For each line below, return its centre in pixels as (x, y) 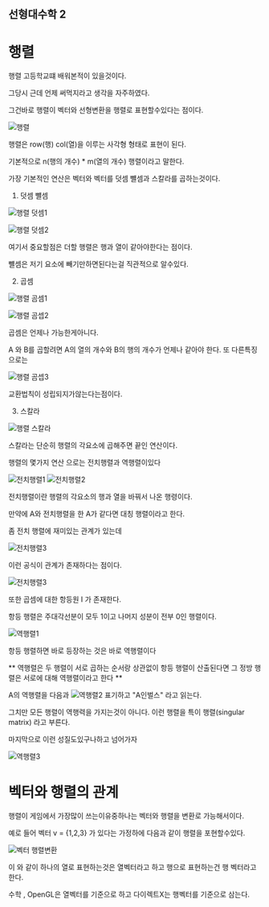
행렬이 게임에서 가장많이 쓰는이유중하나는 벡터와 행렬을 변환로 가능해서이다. (126, 816)
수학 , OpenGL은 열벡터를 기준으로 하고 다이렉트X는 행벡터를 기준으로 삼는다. (129, 895)
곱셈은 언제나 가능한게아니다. (53, 333)
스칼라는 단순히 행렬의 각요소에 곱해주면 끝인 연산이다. (93, 445)
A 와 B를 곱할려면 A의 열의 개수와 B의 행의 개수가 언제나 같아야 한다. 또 (119, 350)
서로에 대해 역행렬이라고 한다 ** (73, 678)
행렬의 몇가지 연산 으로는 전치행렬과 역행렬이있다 (85, 462)
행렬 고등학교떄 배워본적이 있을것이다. (67, 76)
